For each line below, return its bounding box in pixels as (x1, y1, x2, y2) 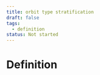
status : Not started (6, 32, 59, 38)
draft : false (6, 15, 40, 21)
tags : (6, 20, 20, 26)
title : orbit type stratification (6, 9, 95, 15)
